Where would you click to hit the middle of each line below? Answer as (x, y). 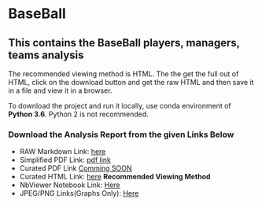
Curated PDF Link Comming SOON (76, 168)
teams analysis (46, 55)
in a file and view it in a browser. (60, 90)
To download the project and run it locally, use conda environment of (120, 106)
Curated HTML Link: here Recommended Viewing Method (115, 177)
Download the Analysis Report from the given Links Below (121, 134)
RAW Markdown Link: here (63, 152)
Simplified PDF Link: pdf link (65, 160)
